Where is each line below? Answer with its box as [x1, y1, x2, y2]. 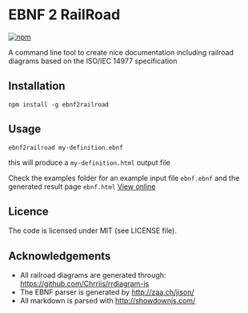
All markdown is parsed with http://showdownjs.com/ [19, 296, 196, 306]
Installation [8, 79, 66, 93]
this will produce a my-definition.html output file [8, 158, 170, 167]
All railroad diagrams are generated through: [19, 271, 166, 280]
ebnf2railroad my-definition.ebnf [8, 143, 124, 151]
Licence [8, 204, 50, 218]
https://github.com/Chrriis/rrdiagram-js [19, 279, 150, 289]
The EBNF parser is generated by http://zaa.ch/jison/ [19, 287, 194, 297]
